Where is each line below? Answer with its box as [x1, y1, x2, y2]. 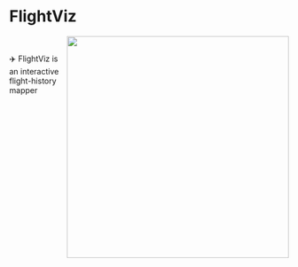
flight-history [9, 75, 57, 86]
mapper [9, 84, 38, 95]
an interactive [9, 66, 59, 76]
